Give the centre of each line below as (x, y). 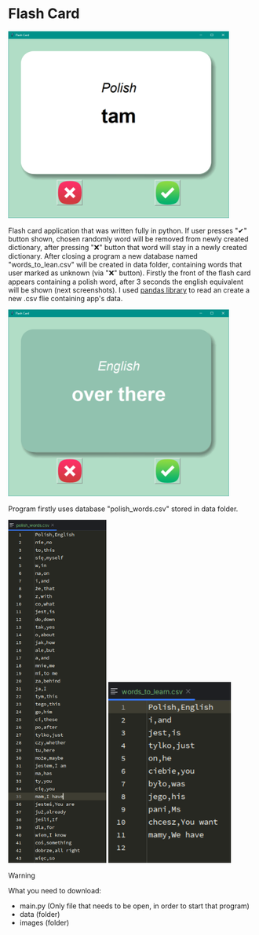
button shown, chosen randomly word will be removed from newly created (128, 239)
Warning (22, 875)
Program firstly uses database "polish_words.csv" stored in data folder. (123, 509)
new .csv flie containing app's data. (66, 299)
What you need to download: (55, 890)
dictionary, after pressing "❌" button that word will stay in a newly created (128, 248)
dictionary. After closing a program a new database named (103, 256)
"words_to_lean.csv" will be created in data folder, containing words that (125, 265)
